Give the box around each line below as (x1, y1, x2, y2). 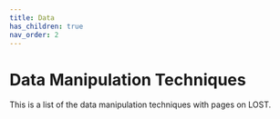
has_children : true (9, 22, 84, 31)
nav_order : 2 (9, 30, 59, 39)
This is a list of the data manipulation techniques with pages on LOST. (9, 99, 272, 110)
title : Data (9, 13, 55, 23)
